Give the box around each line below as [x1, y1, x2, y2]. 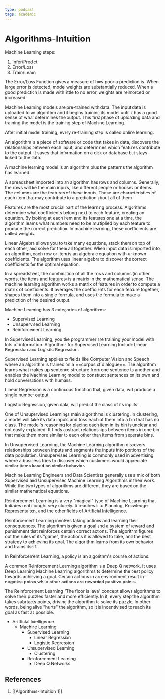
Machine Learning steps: [5, 49, 56, 55]
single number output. [5, 392, 50, 398]
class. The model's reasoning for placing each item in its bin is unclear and [5, 422, 157, 427]
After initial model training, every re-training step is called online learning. [5, 129, 154, 136]
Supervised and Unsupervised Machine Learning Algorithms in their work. [5, 477, 156, 484]
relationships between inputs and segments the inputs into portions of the [5, 447, 155, 453]
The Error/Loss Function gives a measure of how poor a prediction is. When [5, 79, 159, 85]
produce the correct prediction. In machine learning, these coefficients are [5, 226, 157, 232]
